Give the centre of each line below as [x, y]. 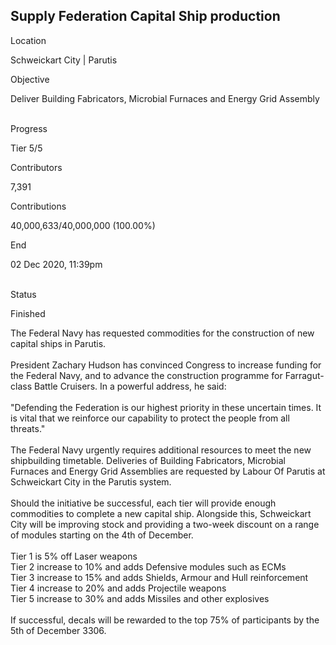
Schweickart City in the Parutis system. [91, 481]
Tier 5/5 [26, 148]
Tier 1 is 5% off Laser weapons [74, 556]
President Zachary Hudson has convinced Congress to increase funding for [166, 365]
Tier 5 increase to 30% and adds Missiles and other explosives [140, 598]
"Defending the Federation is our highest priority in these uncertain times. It [166, 407]
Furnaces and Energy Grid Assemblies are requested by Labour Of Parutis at [168, 471]
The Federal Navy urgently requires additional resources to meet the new [161, 450]
